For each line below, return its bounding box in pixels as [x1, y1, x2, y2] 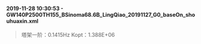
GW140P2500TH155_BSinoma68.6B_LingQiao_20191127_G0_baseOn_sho [6, 11, 196, 18]
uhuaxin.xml [6, 17, 39, 24]
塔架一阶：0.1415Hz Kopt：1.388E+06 [21, 32, 115, 39]
